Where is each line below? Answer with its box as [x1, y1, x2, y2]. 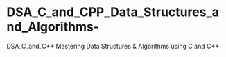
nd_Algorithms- [6, 19, 100, 35]
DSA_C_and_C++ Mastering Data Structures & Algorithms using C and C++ [6, 42, 220, 50]
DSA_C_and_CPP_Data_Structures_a [6, 4, 220, 20]
